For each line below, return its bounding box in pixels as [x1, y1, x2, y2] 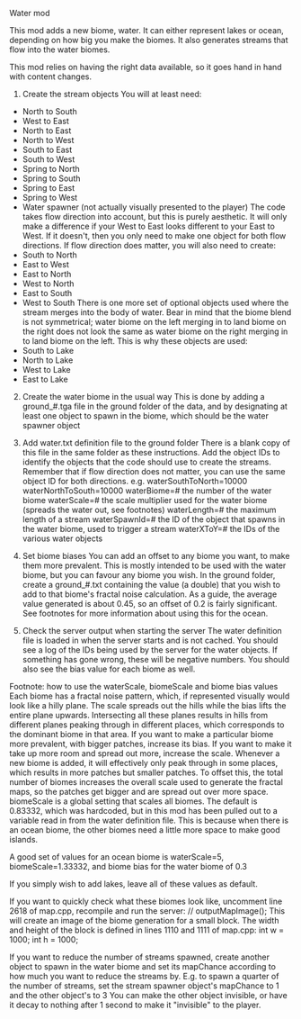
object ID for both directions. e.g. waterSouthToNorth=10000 [22, 476, 248, 486]
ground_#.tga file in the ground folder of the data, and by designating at [22, 401, 288, 411]
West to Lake [22, 365, 72, 374]
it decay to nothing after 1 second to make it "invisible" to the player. [9, 999, 261, 1010]
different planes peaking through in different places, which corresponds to [9, 719, 285, 730]
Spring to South [22, 173, 81, 184]
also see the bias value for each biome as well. [22, 663, 196, 674]
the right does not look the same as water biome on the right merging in [22, 326, 288, 337]
